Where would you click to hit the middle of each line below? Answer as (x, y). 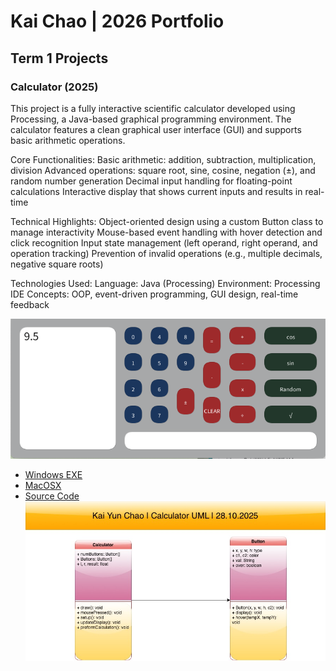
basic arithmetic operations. (68, 140)
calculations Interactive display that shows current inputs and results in (156, 191)
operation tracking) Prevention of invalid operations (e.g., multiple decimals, (166, 253)
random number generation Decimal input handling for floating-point (151, 181)
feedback (30, 304)
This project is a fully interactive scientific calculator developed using (153, 108)
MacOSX (43, 486)
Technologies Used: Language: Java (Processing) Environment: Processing (165, 283)
